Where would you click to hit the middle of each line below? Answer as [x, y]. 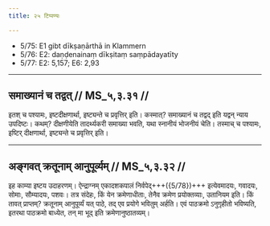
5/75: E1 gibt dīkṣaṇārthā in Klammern [83, 46]
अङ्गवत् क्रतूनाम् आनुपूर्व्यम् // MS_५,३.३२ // [97, 166]
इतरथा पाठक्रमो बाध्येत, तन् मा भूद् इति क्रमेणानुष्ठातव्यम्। [80, 213]
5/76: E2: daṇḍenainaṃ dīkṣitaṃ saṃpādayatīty [99, 54]
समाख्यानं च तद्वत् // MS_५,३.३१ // [79, 96]
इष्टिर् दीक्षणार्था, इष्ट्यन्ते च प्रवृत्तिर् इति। [59, 133]
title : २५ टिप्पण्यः [34, 16]
